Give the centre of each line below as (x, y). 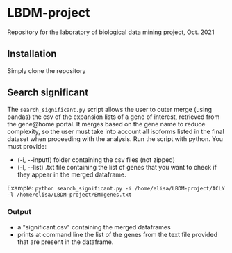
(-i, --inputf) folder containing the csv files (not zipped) (96, 160)
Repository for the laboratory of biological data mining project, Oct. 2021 (111, 32)
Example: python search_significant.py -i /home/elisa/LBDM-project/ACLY (116, 188)
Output (19, 212)
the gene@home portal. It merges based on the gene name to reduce (106, 124)
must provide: (27, 146)
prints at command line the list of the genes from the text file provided (117, 234)
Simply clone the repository (47, 70)
